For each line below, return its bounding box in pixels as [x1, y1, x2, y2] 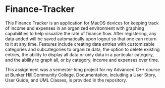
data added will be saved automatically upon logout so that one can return [5, 36, 157, 42]
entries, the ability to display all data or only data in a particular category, [5, 51, 154, 58]
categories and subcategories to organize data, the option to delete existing [5, 46, 160, 52]
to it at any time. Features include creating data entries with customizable [5, 41, 155, 47]
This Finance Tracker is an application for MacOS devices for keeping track [5, 20, 159, 26]
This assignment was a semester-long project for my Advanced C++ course [5, 66, 160, 73]
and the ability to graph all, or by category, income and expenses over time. [5, 57, 160, 63]
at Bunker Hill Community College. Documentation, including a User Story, [5, 72, 157, 78]
